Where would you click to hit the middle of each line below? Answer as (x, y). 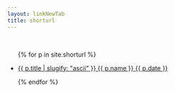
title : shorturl (31, 21)
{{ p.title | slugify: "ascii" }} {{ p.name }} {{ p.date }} (93, 68)
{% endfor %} (38, 81)
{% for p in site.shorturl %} (57, 54)
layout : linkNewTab (36, 14)
